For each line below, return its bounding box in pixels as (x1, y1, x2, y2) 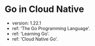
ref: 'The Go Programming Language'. (12, 25, 90, 31)
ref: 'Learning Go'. (12, 30, 50, 36)
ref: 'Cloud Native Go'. (12, 36, 58, 42)
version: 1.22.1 (12, 20, 41, 26)
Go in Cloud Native (5, 3, 84, 15)
